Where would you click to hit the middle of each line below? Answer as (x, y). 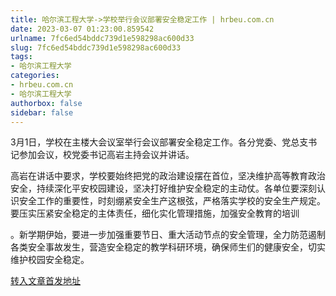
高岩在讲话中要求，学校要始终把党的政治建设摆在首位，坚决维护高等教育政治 (168, 176)
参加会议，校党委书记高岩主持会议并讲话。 (106, 155)
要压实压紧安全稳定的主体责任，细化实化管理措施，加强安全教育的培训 (155, 213)
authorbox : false (46, 103)
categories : (35, 76)
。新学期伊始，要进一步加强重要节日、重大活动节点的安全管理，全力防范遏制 (168, 235)
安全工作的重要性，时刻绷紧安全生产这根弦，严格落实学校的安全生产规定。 (172, 201)
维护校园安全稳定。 (50, 260)
